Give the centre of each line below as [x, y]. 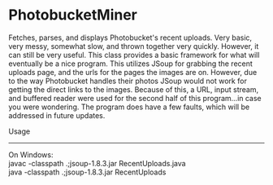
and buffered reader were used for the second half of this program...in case [135, 98]
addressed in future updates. [57, 115]
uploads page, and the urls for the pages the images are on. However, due [133, 72]
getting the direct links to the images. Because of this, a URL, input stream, [133, 89]
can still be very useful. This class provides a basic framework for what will [134, 55]
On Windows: [31, 154]
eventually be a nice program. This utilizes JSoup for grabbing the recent [131, 64]
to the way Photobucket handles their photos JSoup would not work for [128, 81]
